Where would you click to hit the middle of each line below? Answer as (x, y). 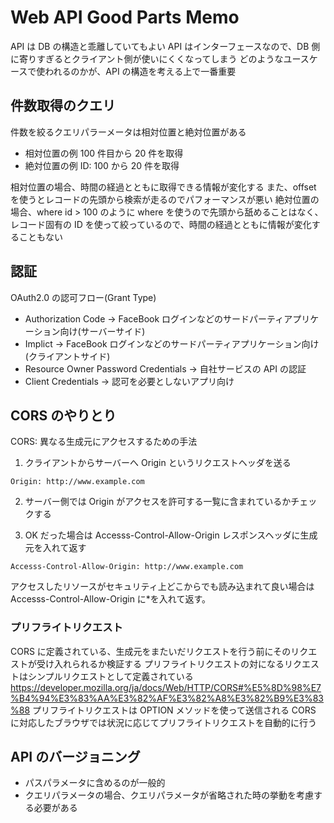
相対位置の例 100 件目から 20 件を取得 (104, 153)
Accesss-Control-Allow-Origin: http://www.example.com (127, 567)
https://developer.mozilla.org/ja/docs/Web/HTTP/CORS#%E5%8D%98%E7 (166, 687)
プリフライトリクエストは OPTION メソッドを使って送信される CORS (174, 710)
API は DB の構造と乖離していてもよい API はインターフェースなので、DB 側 (165, 46)
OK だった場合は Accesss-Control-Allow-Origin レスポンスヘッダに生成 (171, 535)
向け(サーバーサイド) (102, 331)
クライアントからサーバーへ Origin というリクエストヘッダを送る (158, 463)
